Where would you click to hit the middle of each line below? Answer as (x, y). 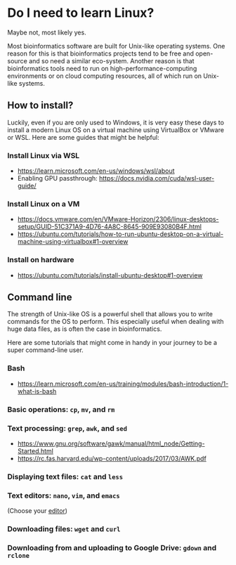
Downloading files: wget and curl (64, 529)
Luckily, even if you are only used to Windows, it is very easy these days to (116, 122)
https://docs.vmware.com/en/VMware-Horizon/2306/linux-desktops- (118, 219)
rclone (19, 556)
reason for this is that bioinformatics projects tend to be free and (101, 53)
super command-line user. (46, 350)
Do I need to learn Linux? (81, 13)
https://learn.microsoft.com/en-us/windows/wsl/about (96, 171)
